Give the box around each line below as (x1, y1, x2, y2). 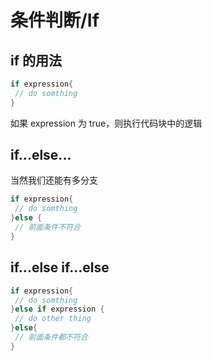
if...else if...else (10, 259, 110, 276)
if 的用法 (10, 52, 63, 69)
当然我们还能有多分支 (10, 174, 98, 186)
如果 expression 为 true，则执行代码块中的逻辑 (10, 117, 203, 129)
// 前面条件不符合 (14, 222, 81, 233)
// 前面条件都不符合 (14, 332, 88, 342)
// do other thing (14, 314, 92, 324)
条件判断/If (10, 9, 100, 32)
